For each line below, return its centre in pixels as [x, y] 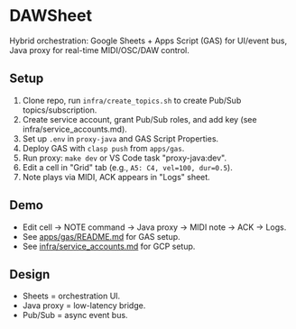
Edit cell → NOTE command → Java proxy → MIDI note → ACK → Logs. [154, 227]
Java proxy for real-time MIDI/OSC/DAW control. [99, 50]
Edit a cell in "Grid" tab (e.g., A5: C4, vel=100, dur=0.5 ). [127, 167]
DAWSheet [51, 16]
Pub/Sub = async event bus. [75, 315]
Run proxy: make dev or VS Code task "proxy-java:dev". [125, 158]
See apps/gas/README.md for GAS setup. [101, 236]
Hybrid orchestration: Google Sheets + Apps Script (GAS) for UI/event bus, [148, 41]
